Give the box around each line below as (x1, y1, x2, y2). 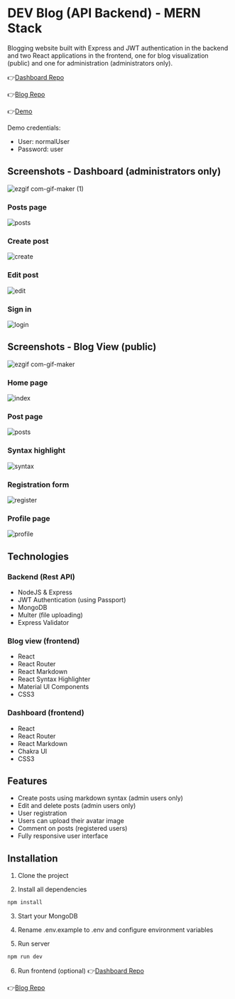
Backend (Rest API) (7, 571, 76, 581)
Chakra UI (17, 747, 48, 755)
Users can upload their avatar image (17, 817, 124, 825)
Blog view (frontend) (7, 636, 80, 646)
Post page (7, 411, 43, 421)
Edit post (7, 270, 39, 280)
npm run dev (7, 953, 43, 961)
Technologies (7, 550, 70, 562)
